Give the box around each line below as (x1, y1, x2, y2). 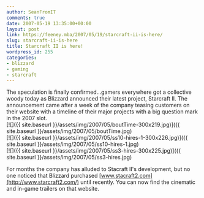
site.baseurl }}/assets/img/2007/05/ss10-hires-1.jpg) (6, 140, 139, 148)
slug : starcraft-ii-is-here (6, 37, 78, 44)
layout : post (6, 26, 40, 32)
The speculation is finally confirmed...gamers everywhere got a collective (6, 88, 192, 96)
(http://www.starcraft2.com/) (6, 178, 80, 186)
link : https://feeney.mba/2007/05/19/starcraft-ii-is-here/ (6, 32, 164, 38)
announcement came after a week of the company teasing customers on (6, 102, 190, 109)
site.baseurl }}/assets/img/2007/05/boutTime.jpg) (6, 128, 132, 135)
